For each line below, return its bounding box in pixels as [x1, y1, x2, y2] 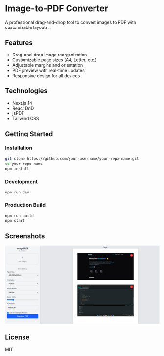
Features [5, 39, 33, 47]
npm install [5, 166, 29, 171]
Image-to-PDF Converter [5, 3, 109, 14]
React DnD [12, 105, 34, 111]
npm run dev [5, 190, 29, 195]
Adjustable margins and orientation [12, 62, 83, 68]
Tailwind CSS [12, 115, 39, 121]
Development [5, 178, 38, 185]
